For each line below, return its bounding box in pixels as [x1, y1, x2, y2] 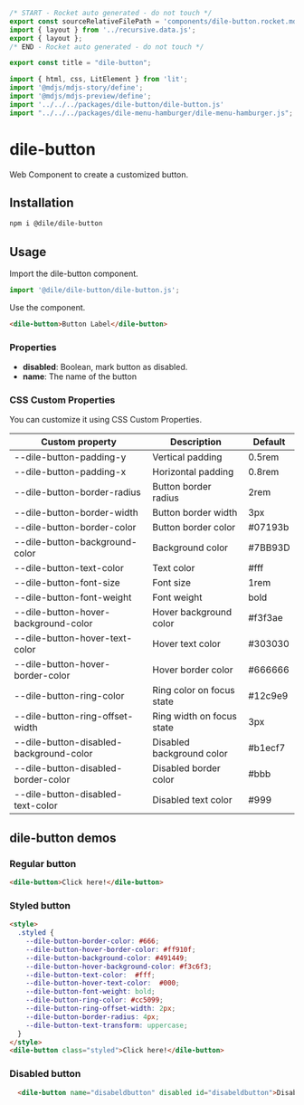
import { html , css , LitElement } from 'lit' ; [9, 75, 188, 84]
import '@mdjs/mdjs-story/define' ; [9, 83, 144, 92]
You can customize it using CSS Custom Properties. [9, 414, 203, 425]
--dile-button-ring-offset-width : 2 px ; [25, 1005, 176, 1014]
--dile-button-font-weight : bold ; [25, 987, 156, 996]
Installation [9, 195, 74, 210]
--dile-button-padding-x [14, 466, 127, 479]
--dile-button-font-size [14, 576, 120, 589]
